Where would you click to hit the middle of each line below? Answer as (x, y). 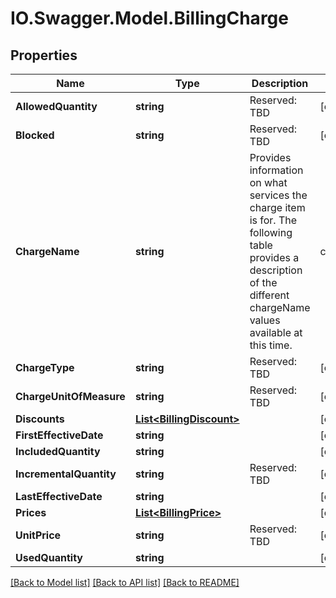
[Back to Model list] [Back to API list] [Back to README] (125, 582)
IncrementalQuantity (66, 474)
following (271, 232)
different (269, 295)
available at (276, 332)
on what (268, 182)
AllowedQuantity (56, 106)
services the (278, 195)
